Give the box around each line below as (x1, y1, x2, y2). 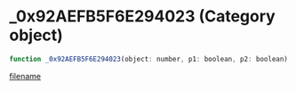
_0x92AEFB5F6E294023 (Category (9, 6, 276, 27)
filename (9, 70, 42, 81)
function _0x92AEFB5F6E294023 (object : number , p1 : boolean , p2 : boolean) (9, 54, 289, 63)
